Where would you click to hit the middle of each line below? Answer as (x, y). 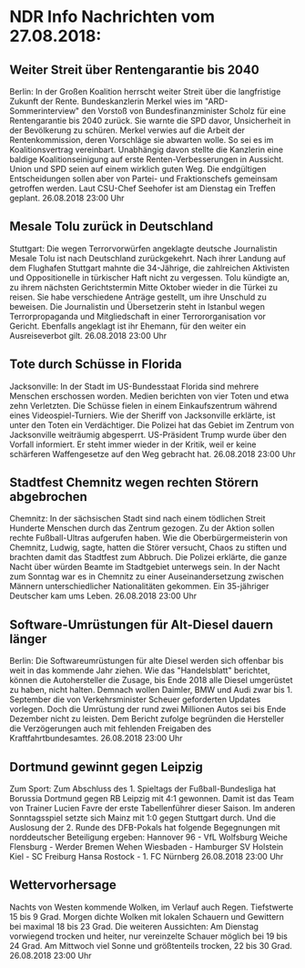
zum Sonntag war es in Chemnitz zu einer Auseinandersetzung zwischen (147, 576)
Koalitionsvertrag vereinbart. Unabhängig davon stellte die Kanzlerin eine (147, 149)
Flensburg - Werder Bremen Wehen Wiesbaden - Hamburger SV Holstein (147, 847)
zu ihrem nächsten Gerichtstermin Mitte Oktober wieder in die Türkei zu (144, 287)
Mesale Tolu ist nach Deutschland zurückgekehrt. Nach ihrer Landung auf (148, 258)
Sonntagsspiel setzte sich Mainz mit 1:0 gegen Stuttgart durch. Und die (142, 818)
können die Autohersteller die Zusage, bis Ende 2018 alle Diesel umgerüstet (151, 680)
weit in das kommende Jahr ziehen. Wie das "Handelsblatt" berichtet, (140, 670)
